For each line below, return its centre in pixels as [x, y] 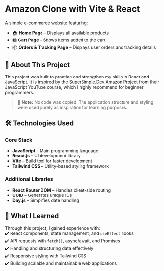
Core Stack [19, 140]
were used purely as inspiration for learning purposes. [72, 107]
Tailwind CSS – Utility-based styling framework [61, 166]
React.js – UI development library [46, 156]
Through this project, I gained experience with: [53, 228]
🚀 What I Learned [32, 216]
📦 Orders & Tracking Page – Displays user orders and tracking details [84, 47]
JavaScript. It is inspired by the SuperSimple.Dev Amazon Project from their [82, 82]
